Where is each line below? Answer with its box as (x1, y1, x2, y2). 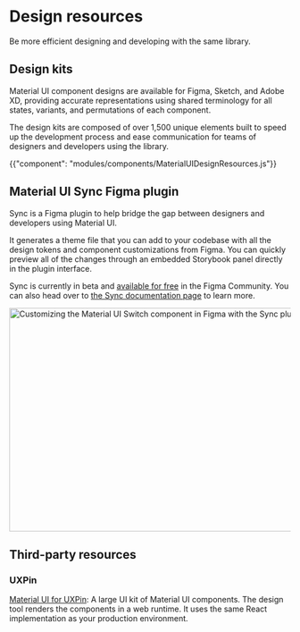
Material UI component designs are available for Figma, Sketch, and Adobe (9, 85, 285, 96)
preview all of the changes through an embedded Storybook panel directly (9, 253, 283, 265)
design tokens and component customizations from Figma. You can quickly (9, 244, 287, 255)
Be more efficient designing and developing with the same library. (9, 36, 252, 46)
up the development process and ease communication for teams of (9, 131, 257, 142)
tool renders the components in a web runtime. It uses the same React (9, 603, 268, 614)
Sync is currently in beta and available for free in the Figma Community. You (9, 280, 289, 291)
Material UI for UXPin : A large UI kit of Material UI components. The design (9, 594, 284, 605)
